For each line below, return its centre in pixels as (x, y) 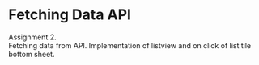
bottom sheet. (32, 54)
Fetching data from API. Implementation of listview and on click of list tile (130, 45)
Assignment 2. (32, 37)
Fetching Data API (70, 15)
